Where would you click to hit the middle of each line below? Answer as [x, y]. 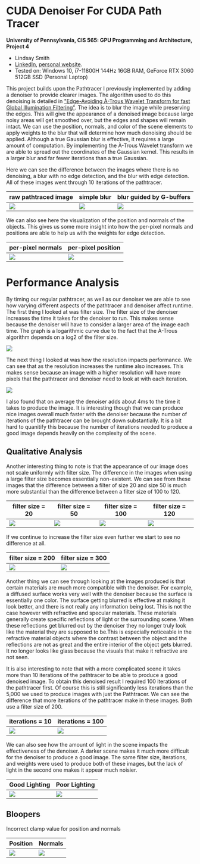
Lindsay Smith [32, 58]
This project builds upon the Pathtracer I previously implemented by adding [99, 88]
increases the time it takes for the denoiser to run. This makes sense [90, 318]
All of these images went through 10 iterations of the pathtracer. [84, 182]
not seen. [18, 657]
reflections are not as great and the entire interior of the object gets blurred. [99, 644]
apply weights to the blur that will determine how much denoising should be [99, 133]
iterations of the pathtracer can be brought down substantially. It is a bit [94, 420]
